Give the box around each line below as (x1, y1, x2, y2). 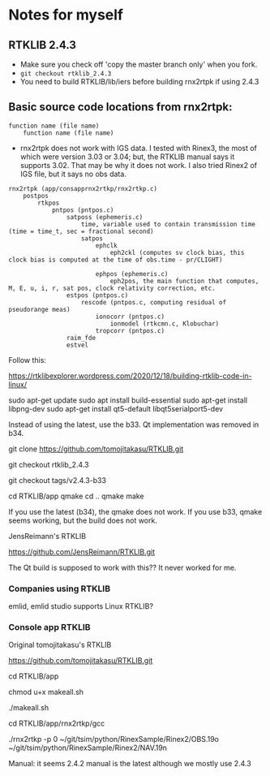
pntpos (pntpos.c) (51, 205, 114, 214)
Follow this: (8, 355, 47, 364)
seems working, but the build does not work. (8, 515, 158, 525)
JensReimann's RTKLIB (8, 531, 87, 541)
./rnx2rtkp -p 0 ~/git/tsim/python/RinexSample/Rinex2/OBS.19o (8, 735, 220, 744)
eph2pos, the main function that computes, (109, 277, 259, 285)
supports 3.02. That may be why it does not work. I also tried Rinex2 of (19, 160, 258, 170)
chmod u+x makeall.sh (8, 688, 84, 697)
